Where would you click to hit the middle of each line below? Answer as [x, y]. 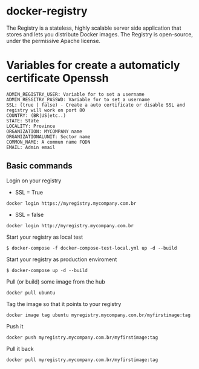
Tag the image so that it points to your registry [64, 304]
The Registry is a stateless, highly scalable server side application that [94, 28]
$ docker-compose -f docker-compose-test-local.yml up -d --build [92, 248]
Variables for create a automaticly [93, 65]
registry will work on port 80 [46, 110]
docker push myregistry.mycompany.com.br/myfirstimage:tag [82, 337]
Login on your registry [34, 181]
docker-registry [47, 11]
